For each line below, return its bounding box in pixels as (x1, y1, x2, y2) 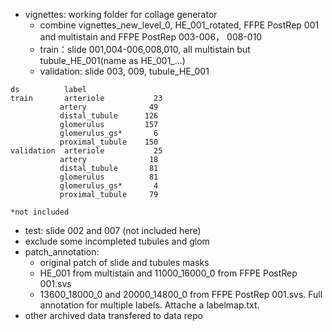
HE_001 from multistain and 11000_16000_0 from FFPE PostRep (39, 267, 298, 279)
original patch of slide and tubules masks (39, 257, 210, 268)
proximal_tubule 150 (59, 137, 159, 147)
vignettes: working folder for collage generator (24, 9, 218, 20)
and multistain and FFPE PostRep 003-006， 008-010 (39, 31, 263, 43)
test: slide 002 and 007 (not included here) (24, 225, 202, 236)
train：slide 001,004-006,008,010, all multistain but (39, 44, 251, 55)
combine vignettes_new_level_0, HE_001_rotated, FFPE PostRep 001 (39, 19, 320, 31)
